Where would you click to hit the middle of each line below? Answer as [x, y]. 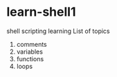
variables [29, 52]
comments [31, 44]
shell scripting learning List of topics [58, 31]
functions [30, 58]
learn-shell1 [41, 12]
